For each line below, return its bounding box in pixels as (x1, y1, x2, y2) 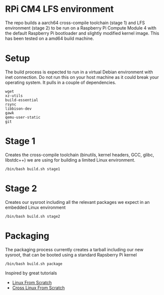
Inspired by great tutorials (5, 270, 57, 276)
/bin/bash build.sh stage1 (5, 166, 60, 171)
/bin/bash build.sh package (5, 261, 63, 266)
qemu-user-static (5, 115, 41, 120)
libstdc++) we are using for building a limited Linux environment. (5, 157, 136, 163)
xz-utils (5, 93, 23, 98)
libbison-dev (5, 106, 32, 111)
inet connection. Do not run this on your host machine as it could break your (5, 74, 159, 80)
